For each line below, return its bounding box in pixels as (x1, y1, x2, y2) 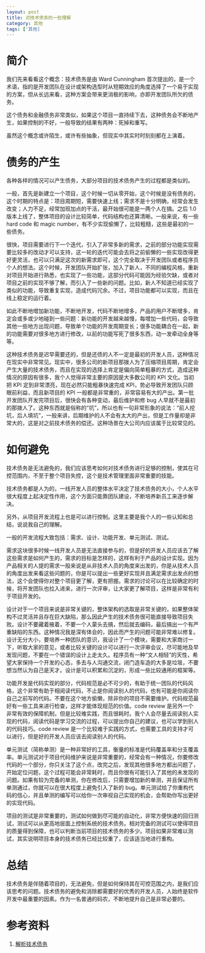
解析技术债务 (15, 940, 48, 948)
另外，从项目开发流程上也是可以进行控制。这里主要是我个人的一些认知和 (6, 513, 188, 520)
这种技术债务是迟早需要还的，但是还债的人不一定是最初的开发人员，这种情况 (6, 351, 199, 358)
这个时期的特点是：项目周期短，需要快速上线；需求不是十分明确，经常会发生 (6, 198, 199, 205)
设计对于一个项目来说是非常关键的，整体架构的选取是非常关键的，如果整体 (6, 605, 193, 613)
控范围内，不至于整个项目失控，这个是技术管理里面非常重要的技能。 (6, 472, 178, 480)
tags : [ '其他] (6, 26, 41, 32)
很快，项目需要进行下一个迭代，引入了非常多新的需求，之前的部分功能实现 (6, 241, 193, 248)
